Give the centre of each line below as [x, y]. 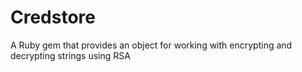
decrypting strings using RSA [70, 55]
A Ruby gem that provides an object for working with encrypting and [151, 45]
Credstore [53, 17]
